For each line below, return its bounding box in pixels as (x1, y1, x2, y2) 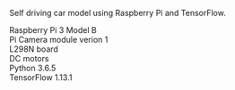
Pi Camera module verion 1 (9, 35, 109, 45)
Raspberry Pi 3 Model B (9, 25, 97, 35)
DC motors (9, 53, 49, 63)
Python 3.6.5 (9, 62, 57, 73)
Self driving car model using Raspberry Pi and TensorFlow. (9, 8, 226, 18)
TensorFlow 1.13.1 (9, 72, 73, 83)
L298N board (9, 44, 58, 54)
